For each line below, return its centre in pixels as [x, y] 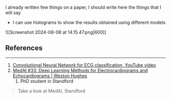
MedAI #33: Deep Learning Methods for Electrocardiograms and [80, 70]
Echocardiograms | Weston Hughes [50, 76]
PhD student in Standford [47, 81]
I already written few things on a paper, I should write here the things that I [83, 7]
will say [13, 13]
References [24, 48]
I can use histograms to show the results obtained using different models [89, 22]
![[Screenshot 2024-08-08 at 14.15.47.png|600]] [56, 32]
